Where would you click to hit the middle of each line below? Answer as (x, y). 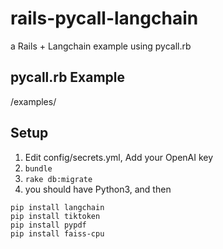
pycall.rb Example (68, 77)
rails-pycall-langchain (104, 18)
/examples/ (33, 101)
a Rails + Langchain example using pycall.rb (101, 46)
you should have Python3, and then (98, 189)
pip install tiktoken (55, 216)
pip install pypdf (48, 225)
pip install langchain (57, 207)
